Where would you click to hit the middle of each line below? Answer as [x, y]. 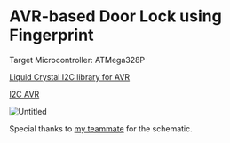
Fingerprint [52, 35]
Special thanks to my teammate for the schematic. [101, 128]
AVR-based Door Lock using [115, 16]
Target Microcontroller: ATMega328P [77, 60]
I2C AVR [24, 94]
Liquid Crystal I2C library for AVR [70, 76]
